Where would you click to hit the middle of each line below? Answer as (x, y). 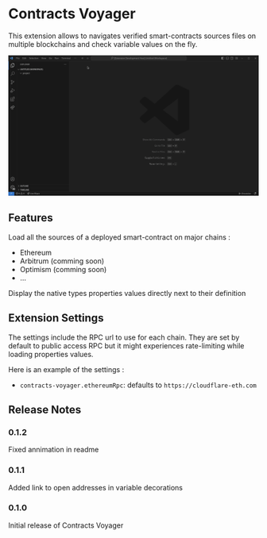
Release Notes (45, 409)
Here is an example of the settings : (66, 369)
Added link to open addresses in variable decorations (96, 487)
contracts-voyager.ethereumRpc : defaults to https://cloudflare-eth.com (138, 385)
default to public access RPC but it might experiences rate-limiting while (126, 345)
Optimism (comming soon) (63, 269)
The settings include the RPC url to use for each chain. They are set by (124, 337)
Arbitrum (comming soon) (62, 261)
